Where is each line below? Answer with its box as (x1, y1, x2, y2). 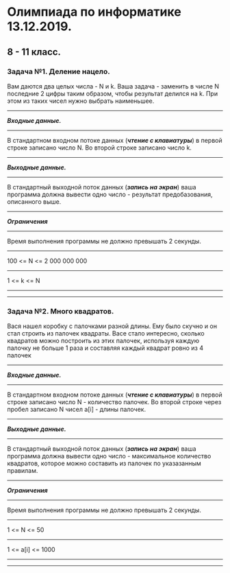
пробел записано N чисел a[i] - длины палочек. (7, 406, 146, 414)
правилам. (7, 467, 38, 475)
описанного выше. (7, 197, 62, 206)
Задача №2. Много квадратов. (7, 306, 114, 316)
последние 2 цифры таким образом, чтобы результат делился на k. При (7, 89, 218, 97)
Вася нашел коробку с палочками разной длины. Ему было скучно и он (7, 322, 218, 330)
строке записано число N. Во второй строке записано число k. (7, 143, 192, 152)
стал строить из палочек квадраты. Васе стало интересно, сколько (7, 329, 205, 338)
